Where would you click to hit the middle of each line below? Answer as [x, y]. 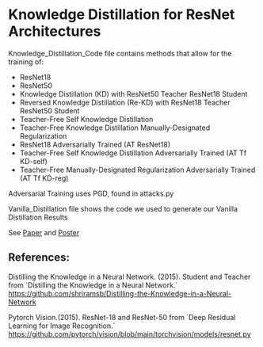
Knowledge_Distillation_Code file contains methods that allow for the [120, 53]
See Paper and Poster [44, 232]
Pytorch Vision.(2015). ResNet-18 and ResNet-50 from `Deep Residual [122, 317]
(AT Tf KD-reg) [44, 178]
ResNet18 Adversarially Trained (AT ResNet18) [95, 144]
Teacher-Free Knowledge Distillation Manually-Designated [115, 128]
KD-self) [33, 161]
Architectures [55, 31]
